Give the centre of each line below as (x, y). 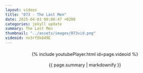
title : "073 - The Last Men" (36, 15)
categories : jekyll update (34, 24)
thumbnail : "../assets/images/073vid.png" (51, 33)
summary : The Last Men (29, 29)
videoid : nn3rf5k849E (28, 38)
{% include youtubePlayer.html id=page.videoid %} (85, 54)
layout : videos (21, 10)
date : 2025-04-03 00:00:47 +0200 (40, 19)
